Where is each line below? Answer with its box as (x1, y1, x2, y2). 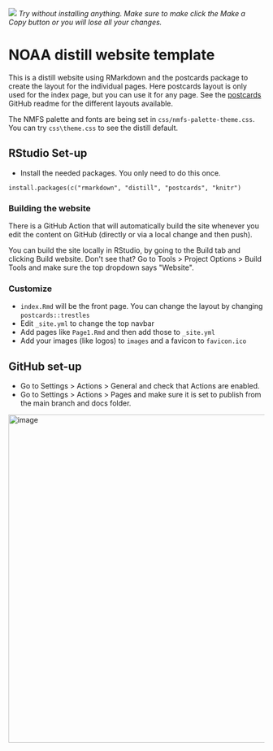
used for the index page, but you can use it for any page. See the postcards (8, 89, 262, 99)
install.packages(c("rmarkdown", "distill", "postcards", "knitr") (8, 184, 242, 192)
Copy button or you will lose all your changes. (8, 17, 162, 27)
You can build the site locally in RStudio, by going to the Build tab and (8, 245, 241, 255)
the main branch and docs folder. (19, 398, 132, 408)
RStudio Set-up (8, 146, 88, 160)
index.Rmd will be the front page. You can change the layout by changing (19, 302, 263, 311)
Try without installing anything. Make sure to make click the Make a (18, 9, 246, 18)
